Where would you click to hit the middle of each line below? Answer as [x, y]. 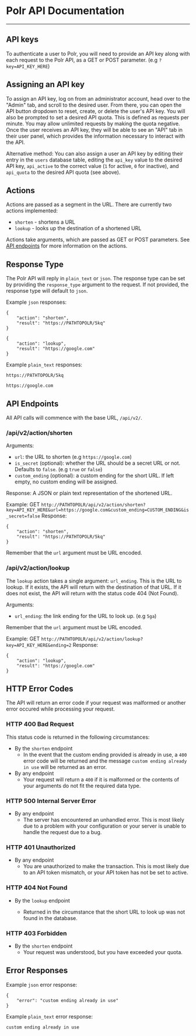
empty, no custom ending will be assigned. [66, 482]
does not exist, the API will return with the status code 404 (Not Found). [92, 593]
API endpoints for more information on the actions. [67, 246]
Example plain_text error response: [50, 1016]
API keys [22, 40]
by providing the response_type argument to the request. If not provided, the [97, 284]
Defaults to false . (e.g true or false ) [58, 469]
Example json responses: [36, 302]
